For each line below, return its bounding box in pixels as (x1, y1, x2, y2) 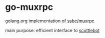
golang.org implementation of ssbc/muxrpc (5, 18, 94, 24)
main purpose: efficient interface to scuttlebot (5, 27, 100, 33)
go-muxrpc (5, 1, 53, 13)
